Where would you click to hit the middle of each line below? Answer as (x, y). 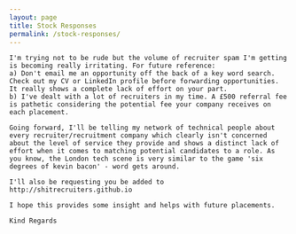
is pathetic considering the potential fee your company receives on (140, 105)
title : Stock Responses (53, 26)
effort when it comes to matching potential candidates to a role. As (142, 152)
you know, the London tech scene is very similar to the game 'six (136, 159)
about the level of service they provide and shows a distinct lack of (144, 144)
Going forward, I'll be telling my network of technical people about (142, 128)
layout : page (33, 17)
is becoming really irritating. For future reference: (113, 66)
